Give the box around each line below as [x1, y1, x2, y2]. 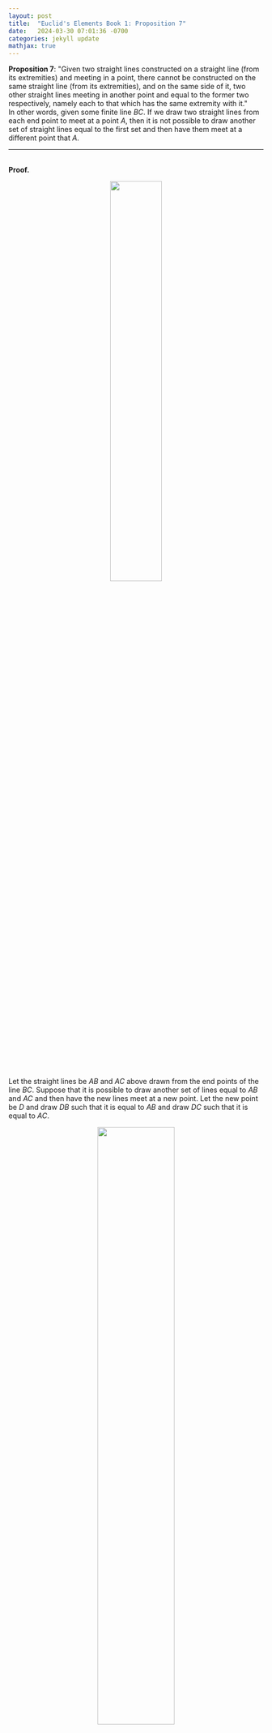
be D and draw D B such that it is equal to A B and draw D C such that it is [8, 1103, 249, 1112]
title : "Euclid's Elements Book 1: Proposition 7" [8, 19, 186, 28]
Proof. [8, 165, 30, 175]
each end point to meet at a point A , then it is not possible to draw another [8, 116, 257, 126]
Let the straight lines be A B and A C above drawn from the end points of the [8, 1077, 259, 1086]
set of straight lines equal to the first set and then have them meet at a [8, 125, 243, 134]
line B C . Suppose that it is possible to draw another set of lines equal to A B [8, 1085, 258, 1095]
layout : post [8, 11, 53, 20]
